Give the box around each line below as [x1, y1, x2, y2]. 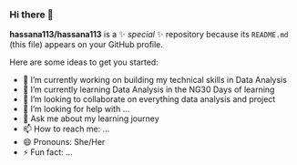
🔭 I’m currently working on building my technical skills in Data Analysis [22, 75, 287, 86]
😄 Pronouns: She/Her [22, 137, 106, 148]
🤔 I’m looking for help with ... [22, 104, 130, 115]
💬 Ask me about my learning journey [22, 113, 159, 124]
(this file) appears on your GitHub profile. [9, 39, 164, 50]
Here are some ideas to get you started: [9, 57, 159, 67]
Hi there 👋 [9, 8, 55, 21]
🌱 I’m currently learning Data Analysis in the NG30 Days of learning [22, 84, 275, 95]
